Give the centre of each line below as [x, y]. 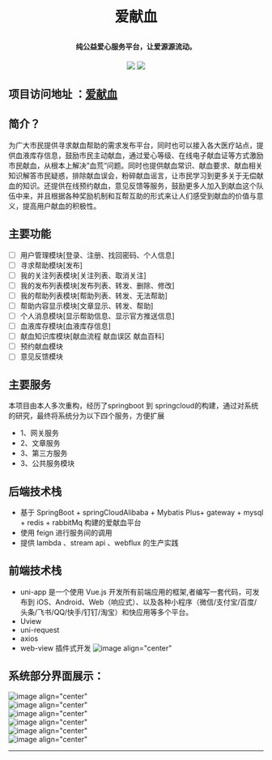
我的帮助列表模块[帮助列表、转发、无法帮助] [93, 295]
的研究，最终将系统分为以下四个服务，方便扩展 [86, 416]
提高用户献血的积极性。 [62, 206]
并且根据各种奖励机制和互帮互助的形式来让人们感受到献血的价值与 [146, 195]
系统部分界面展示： [56, 676]
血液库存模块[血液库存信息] [65, 327]
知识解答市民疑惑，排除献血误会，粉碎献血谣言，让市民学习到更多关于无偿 [132, 175]
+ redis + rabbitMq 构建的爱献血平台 [81, 522]
